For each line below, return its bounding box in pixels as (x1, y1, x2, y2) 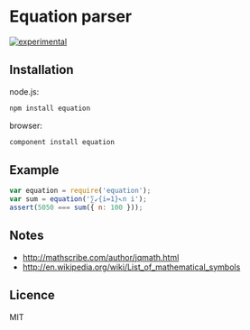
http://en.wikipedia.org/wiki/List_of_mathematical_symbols (22, 261, 241, 272)
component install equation (9, 137, 116, 146)
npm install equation (9, 104, 91, 113)
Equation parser (9, 6, 133, 27)
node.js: (9, 86, 40, 96)
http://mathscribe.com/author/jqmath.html (22, 252, 180, 262)
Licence (9, 288, 56, 303)
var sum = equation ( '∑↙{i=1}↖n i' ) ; (9, 195, 147, 204)
